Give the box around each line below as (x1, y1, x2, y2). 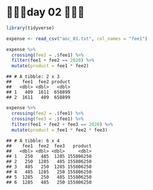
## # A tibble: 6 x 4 (6, 138, 60, 144)
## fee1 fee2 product (6, 79, 70, 85)
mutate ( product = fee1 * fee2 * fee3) (11, 127, 108, 133)
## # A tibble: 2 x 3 (6, 74, 60, 80)
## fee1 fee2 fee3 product (6, 142, 92, 149)
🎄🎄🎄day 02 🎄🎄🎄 (6, 5, 85, 19)
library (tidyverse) (6, 25, 55, 31)
